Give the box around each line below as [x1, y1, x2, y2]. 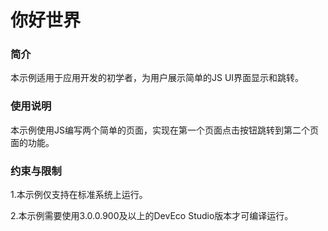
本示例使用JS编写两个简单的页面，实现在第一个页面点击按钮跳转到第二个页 [10, 124, 319, 136]
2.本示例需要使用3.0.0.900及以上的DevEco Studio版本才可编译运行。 [10, 210, 294, 222]
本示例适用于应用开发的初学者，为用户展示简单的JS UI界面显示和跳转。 [10, 72, 305, 84]
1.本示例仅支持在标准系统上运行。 [10, 189, 148, 201]
